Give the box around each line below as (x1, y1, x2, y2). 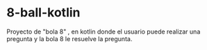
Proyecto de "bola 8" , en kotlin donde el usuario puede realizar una (6, 27, 201, 36)
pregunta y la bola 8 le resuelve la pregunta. (6, 34, 133, 42)
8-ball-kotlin (6, 5, 81, 21)
